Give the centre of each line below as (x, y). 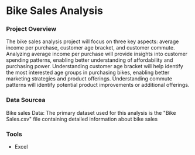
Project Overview (31, 29)
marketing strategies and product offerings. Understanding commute (89, 79)
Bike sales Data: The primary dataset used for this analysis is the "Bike (91, 112)
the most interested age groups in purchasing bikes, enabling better (88, 73)
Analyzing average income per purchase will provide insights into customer (97, 54)
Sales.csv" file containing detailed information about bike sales (82, 119)
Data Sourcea (26, 100)
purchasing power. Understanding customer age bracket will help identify (95, 66)
